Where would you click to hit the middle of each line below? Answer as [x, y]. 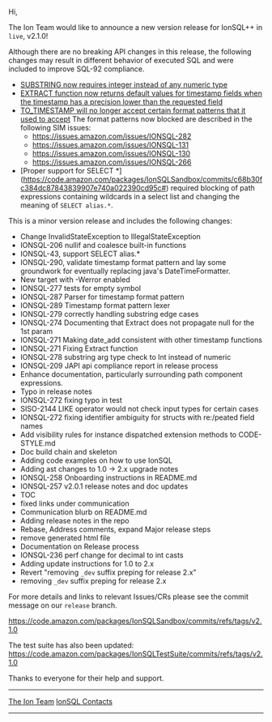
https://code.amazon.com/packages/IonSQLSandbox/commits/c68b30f [143, 179]
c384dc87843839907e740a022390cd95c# [93, 188]
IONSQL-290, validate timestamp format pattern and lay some [123, 262]
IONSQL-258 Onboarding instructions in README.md [108, 478]
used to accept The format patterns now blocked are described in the [136, 119]
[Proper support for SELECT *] [71, 171]
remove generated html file [65, 538]
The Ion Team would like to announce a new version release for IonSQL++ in [136, 27]
